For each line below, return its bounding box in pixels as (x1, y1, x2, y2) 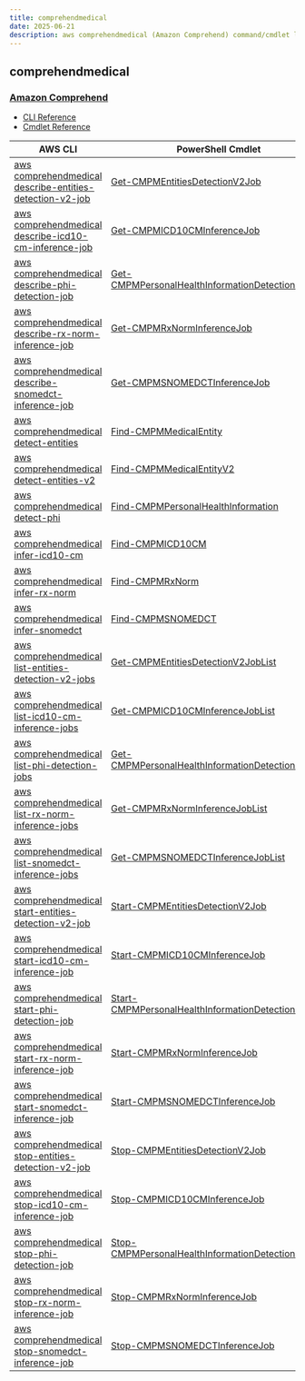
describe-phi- (14, 279, 77, 292)
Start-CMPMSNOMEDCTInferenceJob (110, 1096, 276, 1108)
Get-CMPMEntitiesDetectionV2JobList (110, 656, 277, 669)
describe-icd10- (14, 230, 89, 243)
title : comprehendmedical (9, 13, 107, 23)
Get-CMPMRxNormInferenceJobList (110, 802, 268, 815)
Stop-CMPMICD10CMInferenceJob (110, 1193, 265, 1206)
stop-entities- (14, 1150, 76, 1163)
